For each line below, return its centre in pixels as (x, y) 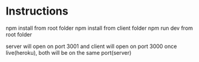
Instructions (37, 11)
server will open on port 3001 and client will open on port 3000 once (91, 46)
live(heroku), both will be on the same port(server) (69, 52)
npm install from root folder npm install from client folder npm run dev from (99, 28)
